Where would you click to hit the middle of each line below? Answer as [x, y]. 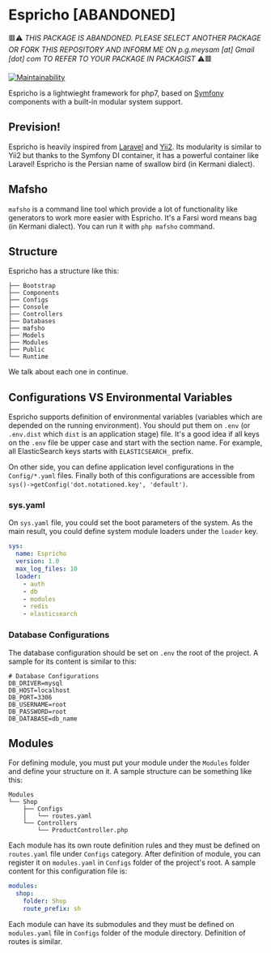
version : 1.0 [38, 562]
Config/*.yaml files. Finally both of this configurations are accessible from [132, 476]
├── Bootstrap [32, 286]
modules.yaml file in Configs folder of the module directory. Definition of [127, 933]
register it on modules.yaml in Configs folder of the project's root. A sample [132, 863]
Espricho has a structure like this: [64, 271]
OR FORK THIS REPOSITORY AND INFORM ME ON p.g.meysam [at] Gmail [131, 49]
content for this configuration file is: [68, 871]
